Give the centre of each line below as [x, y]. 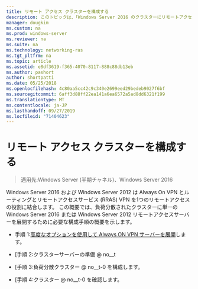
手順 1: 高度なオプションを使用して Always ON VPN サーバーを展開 [95, 235]
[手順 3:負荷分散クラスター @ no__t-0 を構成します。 [79, 267]
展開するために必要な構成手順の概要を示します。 [76, 222]
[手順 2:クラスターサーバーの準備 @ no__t [65, 255]
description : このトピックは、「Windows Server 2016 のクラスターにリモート [92, 17]
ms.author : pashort [30, 72]
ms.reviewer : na [26, 39]
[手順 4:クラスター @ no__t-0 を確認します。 [69, 280]
